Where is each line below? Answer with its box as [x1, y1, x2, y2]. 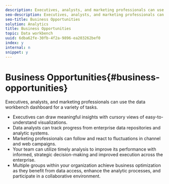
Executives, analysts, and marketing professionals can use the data [5, 99, 146, 105]
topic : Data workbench [5, 31, 53, 36]
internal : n [5, 45, 30, 50]
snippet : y [5, 50, 28, 55]
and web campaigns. [12, 141, 57, 147]
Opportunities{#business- [47, 71, 160, 83]
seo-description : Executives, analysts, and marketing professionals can [5, 12, 164, 17]
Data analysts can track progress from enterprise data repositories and [12, 125, 161, 131]
